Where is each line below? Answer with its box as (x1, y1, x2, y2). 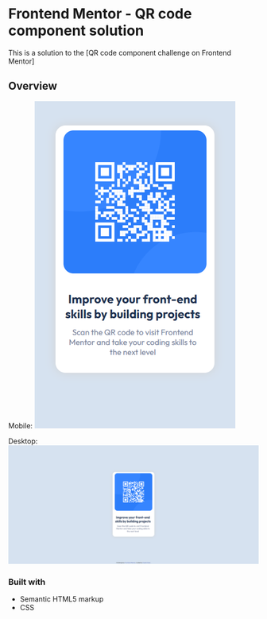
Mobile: (8, 420, 33, 430)
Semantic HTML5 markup (19, 594, 104, 604)
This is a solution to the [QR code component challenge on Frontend (8, 48, 232, 57)
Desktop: (8, 436, 38, 446)
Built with (8, 576, 46, 587)
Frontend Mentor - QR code (8, 5, 192, 23)
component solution (8, 21, 145, 40)
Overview (8, 79, 58, 93)
